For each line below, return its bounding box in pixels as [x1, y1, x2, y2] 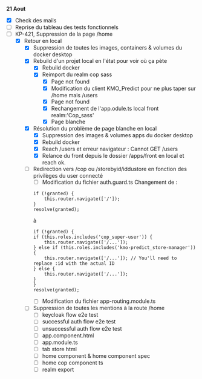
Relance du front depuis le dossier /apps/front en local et [42, 152, 184, 160]
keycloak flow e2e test [42, 311, 99, 319]
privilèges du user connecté [33, 172, 103, 180]
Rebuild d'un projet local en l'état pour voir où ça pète [33, 57, 168, 65]
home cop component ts [42, 359, 103, 366]
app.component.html [42, 332, 94, 339]
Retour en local [24, 37, 62, 45]
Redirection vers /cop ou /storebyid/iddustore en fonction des [33, 166, 187, 173]
